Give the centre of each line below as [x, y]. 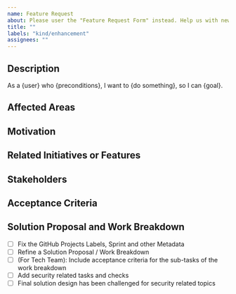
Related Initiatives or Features [74, 155]
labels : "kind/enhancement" [48, 33]
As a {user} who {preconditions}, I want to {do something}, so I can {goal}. [115, 85]
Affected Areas [41, 107]
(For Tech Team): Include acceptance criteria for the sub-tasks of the [118, 260]
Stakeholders [37, 179]
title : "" [22, 27]
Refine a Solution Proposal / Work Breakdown [83, 252]
